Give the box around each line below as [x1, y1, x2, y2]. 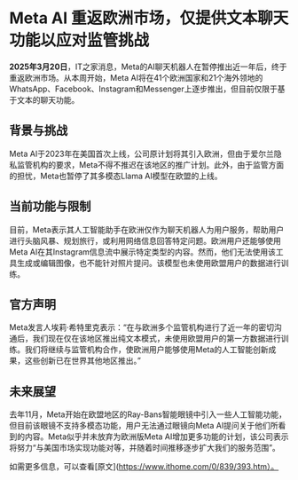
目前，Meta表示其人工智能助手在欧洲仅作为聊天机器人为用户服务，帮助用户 [9, 224, 285, 235]
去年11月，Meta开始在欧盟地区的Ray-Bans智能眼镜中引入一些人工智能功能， [9, 409, 286, 420]
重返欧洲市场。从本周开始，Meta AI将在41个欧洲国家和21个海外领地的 [9, 72, 263, 83]
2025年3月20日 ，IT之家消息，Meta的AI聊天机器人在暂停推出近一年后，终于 [9, 61, 287, 72]
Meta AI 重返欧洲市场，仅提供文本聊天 [9, 8, 289, 28]
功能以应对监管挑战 [9, 30, 150, 51]
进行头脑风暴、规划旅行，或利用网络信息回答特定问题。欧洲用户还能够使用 [9, 235, 281, 246]
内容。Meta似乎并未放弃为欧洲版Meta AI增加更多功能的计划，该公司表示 [24, 431, 289, 442]
